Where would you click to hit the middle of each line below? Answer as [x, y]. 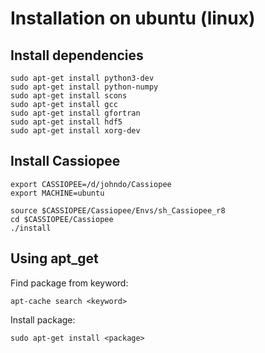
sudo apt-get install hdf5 [66, 122]
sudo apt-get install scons [69, 96]
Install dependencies [77, 55]
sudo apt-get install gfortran [75, 113]
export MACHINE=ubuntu [57, 193]
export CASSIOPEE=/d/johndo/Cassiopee [91, 184]
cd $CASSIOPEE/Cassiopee [62, 219]
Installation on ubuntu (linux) [133, 18]
